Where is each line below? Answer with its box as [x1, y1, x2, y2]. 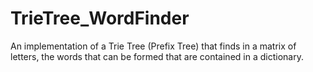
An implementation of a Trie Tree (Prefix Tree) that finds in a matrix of [10, 40, 297, 52]
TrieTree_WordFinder [10, 7, 190, 30]
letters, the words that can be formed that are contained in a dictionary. [10, 50, 304, 62]
